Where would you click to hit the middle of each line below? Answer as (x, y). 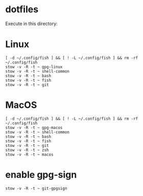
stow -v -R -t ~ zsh (27, 150)
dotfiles (22, 9)
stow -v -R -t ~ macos (29, 155)
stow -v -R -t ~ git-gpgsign (36, 188)
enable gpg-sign (41, 175)
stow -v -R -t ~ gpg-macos (34, 127)
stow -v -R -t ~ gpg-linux (34, 67)
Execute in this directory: (31, 24)
